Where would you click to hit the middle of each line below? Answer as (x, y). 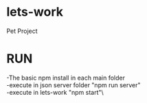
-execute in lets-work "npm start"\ (55, 92)
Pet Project (22, 31)
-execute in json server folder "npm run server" (73, 85)
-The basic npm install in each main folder (66, 78)
